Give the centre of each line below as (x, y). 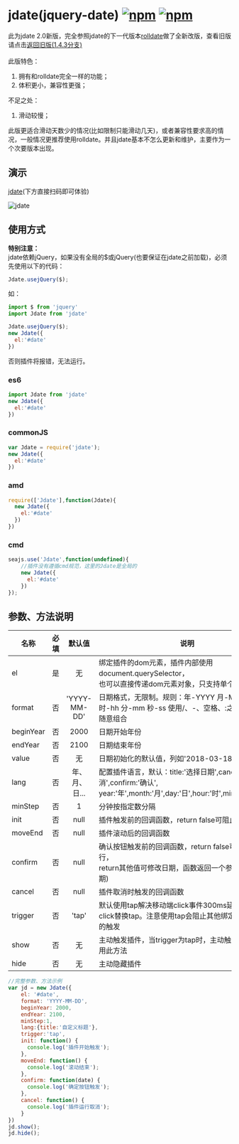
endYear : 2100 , (43, 1014)
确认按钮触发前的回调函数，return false (164, 847)
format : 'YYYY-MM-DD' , (54, 1001)
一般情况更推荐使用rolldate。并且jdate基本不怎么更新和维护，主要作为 (122, 139)
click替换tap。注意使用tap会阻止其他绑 (163, 916)
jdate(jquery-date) (63, 15)
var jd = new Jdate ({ (40, 988)
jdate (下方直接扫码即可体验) (49, 191)
